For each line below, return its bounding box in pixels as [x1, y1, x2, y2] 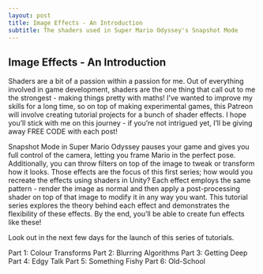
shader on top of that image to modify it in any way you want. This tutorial [8, 193, 249, 202]
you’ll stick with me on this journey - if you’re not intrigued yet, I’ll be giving [8, 118, 253, 128]
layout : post [8, 11, 51, 20]
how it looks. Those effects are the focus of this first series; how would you [8, 167, 254, 177]
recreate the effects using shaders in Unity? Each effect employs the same [8, 175, 251, 186]
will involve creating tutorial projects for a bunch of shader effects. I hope [8, 110, 247, 119]
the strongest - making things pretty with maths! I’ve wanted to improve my [8, 93, 253, 103]
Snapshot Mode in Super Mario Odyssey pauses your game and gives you [8, 142, 250, 152]
